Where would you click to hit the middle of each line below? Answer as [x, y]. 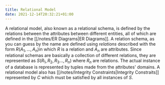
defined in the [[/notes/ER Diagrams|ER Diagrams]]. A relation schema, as [80, 39]
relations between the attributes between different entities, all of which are [81, 33]
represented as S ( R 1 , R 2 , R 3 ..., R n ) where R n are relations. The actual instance [83, 61]
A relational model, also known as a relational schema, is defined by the [78, 28]
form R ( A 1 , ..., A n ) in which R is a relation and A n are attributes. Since [73, 50]
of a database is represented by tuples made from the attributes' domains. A [82, 67]
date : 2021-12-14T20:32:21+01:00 [39, 14]
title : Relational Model [31, 10]
